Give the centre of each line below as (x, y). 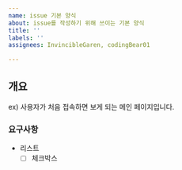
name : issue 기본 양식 (42, 15)
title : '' (25, 30)
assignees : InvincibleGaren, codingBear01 (79, 45)
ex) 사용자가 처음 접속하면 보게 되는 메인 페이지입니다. (91, 106)
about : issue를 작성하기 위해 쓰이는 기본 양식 (76, 23)
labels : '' (26, 38)
